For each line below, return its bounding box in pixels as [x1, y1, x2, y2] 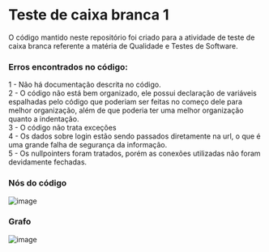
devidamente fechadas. [8, 157, 88, 167]
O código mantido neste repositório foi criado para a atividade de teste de [8, 32, 255, 42]
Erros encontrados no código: [8, 61, 128, 72]
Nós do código [8, 177, 67, 189]
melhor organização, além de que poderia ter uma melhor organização [8, 105, 245, 115]
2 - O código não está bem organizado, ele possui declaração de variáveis [8, 88, 258, 98]
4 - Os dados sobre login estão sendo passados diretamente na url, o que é [8, 131, 261, 141]
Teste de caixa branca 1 [8, 6, 169, 24]
